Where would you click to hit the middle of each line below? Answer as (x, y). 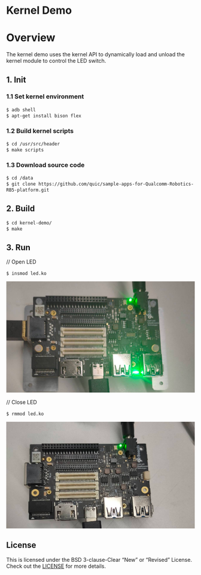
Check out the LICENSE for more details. (56, 566)
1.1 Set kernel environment (45, 96)
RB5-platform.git (28, 190)
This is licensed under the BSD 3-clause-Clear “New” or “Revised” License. (99, 559)
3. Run (19, 247)
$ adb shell (21, 110)
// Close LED (22, 402)
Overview (31, 38)
